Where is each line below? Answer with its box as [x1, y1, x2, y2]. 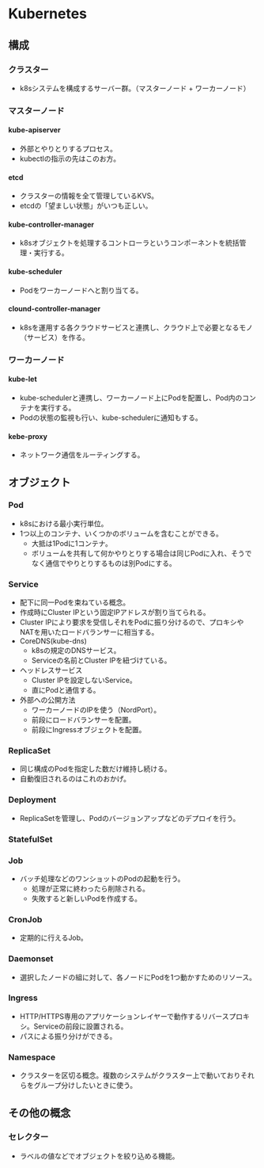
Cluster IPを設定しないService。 [31, 675, 137, 685]
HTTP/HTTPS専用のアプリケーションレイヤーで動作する [19, 1011, 202, 1021]
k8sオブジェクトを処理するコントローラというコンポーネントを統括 [19, 239, 239, 248]
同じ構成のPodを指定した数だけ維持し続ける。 [19, 764, 172, 773]
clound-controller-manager [8, 304, 101, 314]
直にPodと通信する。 [31, 685, 100, 695]
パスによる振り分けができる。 [19, 1031, 117, 1040]
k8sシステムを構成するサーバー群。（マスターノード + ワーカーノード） [19, 83, 251, 93]
